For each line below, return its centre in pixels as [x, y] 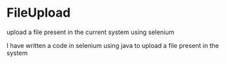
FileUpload [39, 13]
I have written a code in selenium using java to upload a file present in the [113, 45]
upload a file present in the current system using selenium [91, 32]
